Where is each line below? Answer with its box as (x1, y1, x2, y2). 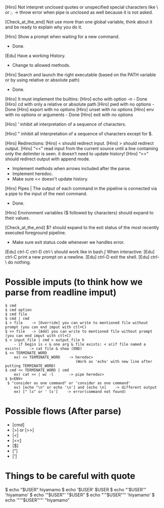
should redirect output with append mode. (5, 156, 90, 162)
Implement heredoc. (12, 171, 53, 177)
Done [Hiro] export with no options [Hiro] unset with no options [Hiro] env (5, 107, 154, 112)
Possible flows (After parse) (5, 406, 122, 417)
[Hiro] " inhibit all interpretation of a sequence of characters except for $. (5, 131, 153, 137)
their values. (5, 215, 30, 221)
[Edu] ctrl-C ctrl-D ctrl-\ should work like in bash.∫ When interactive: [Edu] (5, 249, 155, 255)
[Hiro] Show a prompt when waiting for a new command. (5, 34, 120, 39)
